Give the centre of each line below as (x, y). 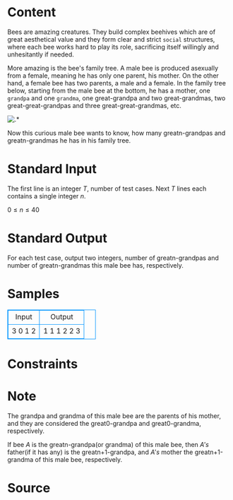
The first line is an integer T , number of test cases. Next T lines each (107, 189)
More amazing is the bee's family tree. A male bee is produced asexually (113, 68)
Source (29, 488)
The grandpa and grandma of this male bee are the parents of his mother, (114, 416)
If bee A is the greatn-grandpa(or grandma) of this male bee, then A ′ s (108, 444)
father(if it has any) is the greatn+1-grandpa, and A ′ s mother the (100, 452)
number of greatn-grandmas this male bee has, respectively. (95, 265)
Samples (34, 294)
